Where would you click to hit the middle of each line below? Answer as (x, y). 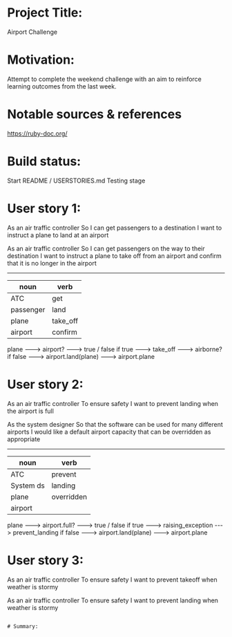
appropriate (24, 439)
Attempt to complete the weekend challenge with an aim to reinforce (105, 79)
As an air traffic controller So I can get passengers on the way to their (106, 248)
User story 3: (46, 560)
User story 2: (46, 384)
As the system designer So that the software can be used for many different (115, 424)
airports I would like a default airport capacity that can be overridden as (109, 432)
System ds (28, 486)
